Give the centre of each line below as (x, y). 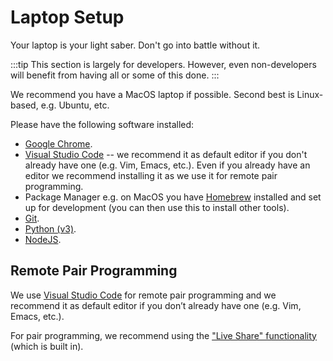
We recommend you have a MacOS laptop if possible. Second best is (152, 94)
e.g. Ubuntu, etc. (75, 105)
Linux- (310, 94)
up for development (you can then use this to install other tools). (157, 207)
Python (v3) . (50, 228)
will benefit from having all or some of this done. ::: (115, 75)
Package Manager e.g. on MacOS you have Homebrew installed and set (173, 197)
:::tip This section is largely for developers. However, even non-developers (163, 64)
